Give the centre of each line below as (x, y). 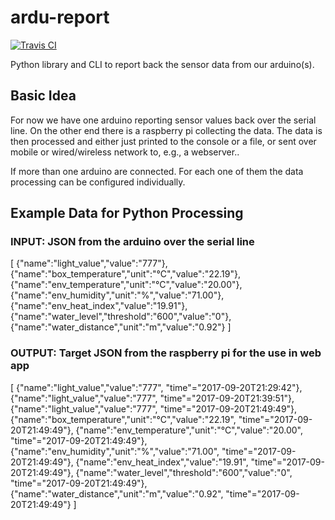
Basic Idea (43, 96)
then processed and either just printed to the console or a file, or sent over (163, 141)
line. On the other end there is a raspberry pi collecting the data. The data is (166, 130)
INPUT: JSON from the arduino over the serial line (132, 242)
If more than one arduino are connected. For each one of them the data (157, 171)
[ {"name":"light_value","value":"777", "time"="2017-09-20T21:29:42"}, (156, 387)
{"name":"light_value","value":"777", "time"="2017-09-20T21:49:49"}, (154, 408)
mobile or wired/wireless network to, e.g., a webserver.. (125, 152)
